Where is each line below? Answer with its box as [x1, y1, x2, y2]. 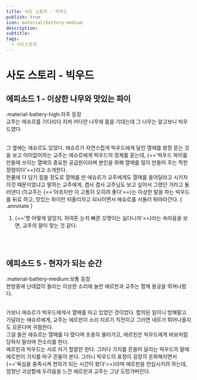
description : [6, 25, 38, 31]
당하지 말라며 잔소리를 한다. [6, 338, 69, 345]
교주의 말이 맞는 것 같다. [22, 222, 78, 229]
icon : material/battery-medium [6, 19, 83, 25]
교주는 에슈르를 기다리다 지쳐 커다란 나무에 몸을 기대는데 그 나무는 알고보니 [6, 118, 178, 125]
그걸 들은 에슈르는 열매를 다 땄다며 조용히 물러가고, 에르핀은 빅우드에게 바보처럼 [6, 331, 188, 338]
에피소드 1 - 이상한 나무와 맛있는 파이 [6, 94, 131, 104]
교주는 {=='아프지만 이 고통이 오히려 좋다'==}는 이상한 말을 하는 [27, 188, 175, 195]
